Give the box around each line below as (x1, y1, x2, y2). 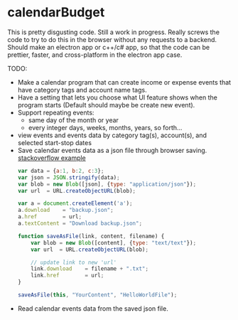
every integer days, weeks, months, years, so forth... (28, 123, 183, 132)
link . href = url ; (31, 272, 104, 279)
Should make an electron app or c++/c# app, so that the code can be (7, 43, 210, 51)
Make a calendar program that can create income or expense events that (17, 78, 232, 86)
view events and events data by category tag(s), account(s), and (17, 131, 207, 139)
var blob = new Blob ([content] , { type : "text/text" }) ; (31, 239, 197, 246)
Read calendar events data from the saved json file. (17, 304, 168, 313)
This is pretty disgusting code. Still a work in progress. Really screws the (7, 28, 220, 36)
